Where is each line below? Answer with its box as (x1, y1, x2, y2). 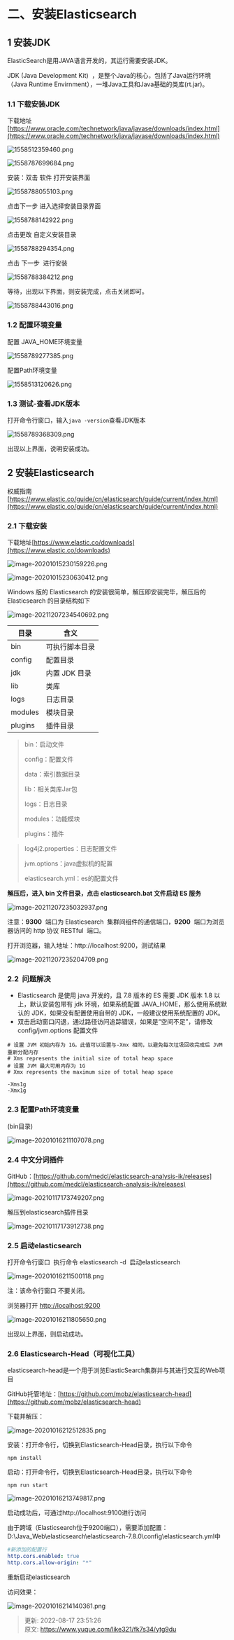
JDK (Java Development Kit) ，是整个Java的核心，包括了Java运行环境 (7, 71, 212, 79)
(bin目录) (7, 1122, 34, 1130)
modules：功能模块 (24, 814, 80, 823)
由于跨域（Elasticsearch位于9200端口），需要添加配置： (7, 1524, 168, 1532)
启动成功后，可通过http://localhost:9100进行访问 (7, 1508, 147, 1517)
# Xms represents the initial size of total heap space (7, 1055, 173, 1062)
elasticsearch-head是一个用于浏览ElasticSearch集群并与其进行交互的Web (7, 1366, 219, 1374)
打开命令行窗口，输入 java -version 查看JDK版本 (7, 416, 146, 424)
